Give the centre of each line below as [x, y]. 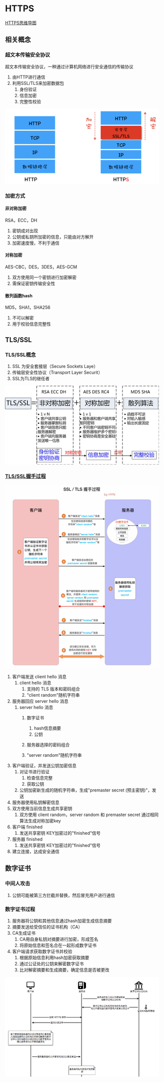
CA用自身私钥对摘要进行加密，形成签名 [59, 939]
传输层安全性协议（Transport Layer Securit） [57, 372]
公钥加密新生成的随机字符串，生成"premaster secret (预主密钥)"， [86, 790]
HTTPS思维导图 [21, 23]
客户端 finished [27, 827]
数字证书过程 [20, 909]
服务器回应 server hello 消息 [40, 701]
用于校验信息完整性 [31, 324]
